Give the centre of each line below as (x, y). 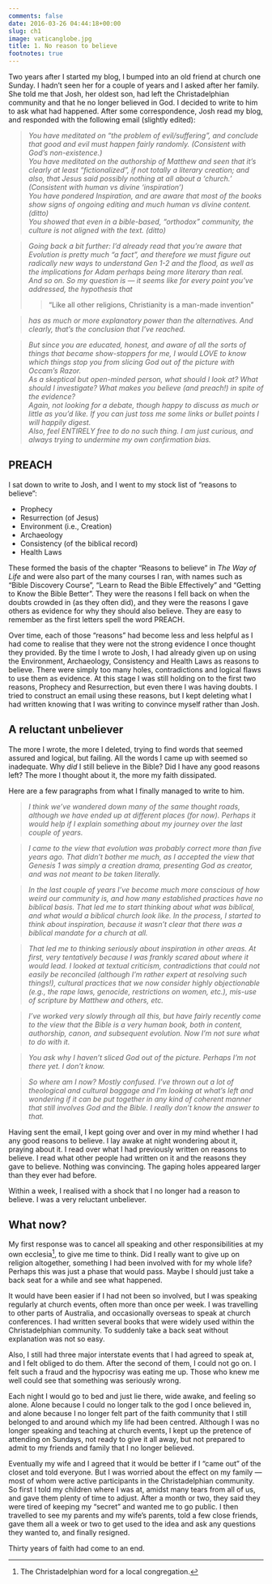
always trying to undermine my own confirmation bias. (120, 440)
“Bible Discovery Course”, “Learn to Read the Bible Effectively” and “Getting (135, 585)
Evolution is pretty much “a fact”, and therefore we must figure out (139, 255)
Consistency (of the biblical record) (79, 543)
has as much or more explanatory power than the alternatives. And (140, 320)
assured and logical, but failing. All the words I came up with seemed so (128, 758)
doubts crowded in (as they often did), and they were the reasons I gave (129, 602)
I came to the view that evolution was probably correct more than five (144, 848)
